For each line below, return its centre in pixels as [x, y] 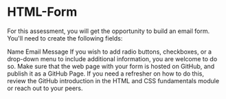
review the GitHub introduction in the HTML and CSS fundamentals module [113, 80]
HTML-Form [42, 12]
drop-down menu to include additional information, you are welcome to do [112, 58]
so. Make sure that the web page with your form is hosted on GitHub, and [111, 66]
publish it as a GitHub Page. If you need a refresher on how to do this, [106, 74]
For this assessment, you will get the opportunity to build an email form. [109, 31]
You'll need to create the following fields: [65, 38]
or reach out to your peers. [45, 88]
